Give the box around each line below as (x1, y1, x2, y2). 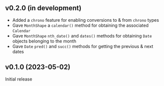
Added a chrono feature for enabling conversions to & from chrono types (12, 17, 160, 23)
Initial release (5, 76, 32, 82)
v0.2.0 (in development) (5, 4, 82, 12)
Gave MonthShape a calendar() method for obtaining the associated (12, 22, 149, 28)
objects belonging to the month (12, 38, 77, 44)
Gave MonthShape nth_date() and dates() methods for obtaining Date (12, 33, 152, 39)
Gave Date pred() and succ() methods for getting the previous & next (12, 43, 154, 49)
